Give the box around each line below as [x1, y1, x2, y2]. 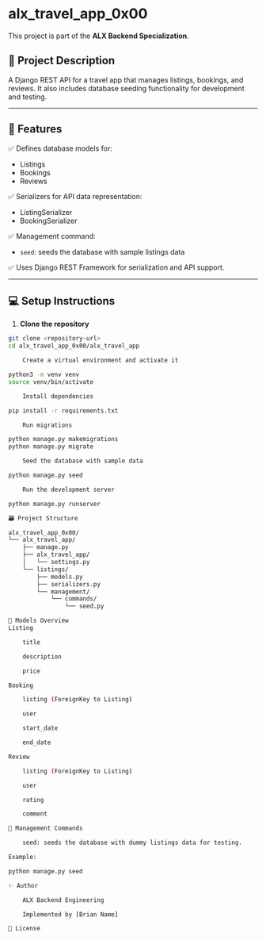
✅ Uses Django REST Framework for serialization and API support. [8, 263, 225, 272]
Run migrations [22, 421, 73, 429]
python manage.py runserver [8, 500, 101, 508]
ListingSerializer [19, 207, 73, 217]
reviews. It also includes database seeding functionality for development [8, 83, 245, 93]
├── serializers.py [36, 580, 101, 588]
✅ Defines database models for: [8, 144, 112, 153]
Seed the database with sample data [22, 457, 144, 465]
